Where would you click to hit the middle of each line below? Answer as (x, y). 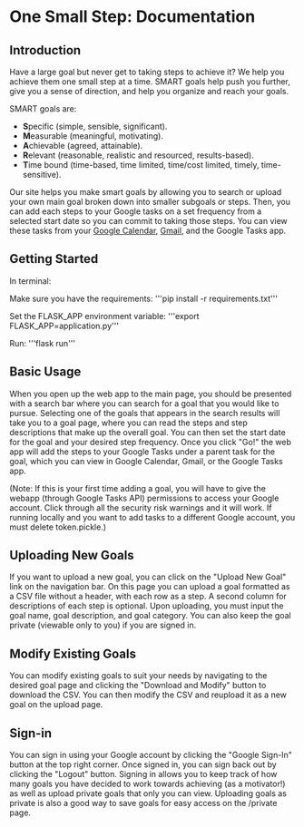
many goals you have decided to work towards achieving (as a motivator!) (147, 784)
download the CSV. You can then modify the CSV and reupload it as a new (148, 695)
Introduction (45, 50)
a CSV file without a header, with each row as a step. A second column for (148, 597)
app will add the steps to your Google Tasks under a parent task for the (142, 452)
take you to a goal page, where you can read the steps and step (128, 423)
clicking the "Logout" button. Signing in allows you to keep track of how (143, 774)
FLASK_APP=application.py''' (64, 326)
